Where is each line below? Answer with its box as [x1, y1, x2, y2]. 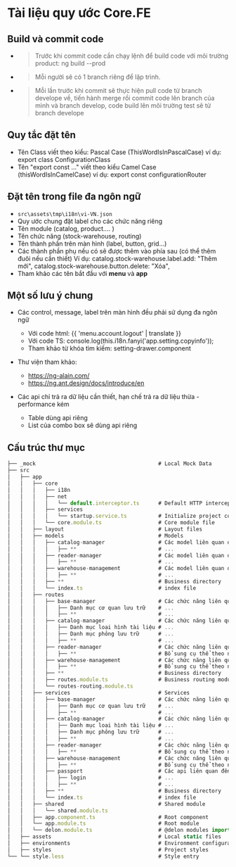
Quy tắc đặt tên [7, 129, 76, 141]
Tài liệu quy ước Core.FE [7, 5, 151, 21]
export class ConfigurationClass [17, 155, 111, 163]
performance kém [17, 400, 70, 409]
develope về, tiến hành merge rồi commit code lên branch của [34, 94, 215, 102]
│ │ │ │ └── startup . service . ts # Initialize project [7, 512, 221, 520]
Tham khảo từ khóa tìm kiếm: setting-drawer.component [27, 344, 192, 353]
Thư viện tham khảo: [17, 357, 77, 367]
